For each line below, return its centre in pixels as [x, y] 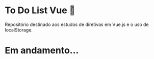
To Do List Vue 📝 [40, 10]
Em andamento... [42, 51]
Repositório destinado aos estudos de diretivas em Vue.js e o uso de [77, 24]
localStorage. [19, 29]
